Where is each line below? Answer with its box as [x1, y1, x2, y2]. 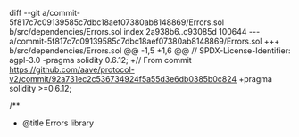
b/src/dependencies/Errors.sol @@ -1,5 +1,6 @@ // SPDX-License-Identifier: [9, 45, 291, 56]
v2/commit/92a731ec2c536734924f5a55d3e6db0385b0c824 [9, 74, 237, 84]
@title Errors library [21, 117, 95, 128]
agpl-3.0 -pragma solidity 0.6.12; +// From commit [9, 55, 192, 65]
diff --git [9, 8, 41, 18]
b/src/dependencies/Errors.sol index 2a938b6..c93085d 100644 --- [9, 27, 261, 36]
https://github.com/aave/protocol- [9, 64, 136, 75]
